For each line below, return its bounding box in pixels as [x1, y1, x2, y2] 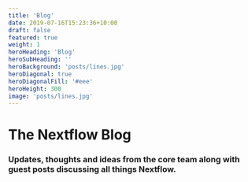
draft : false [8, 26, 51, 34]
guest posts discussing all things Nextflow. [8, 164, 177, 175]
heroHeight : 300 [8, 84, 61, 93]
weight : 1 [8, 41, 41, 49]
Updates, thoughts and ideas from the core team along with [8, 154, 240, 165]
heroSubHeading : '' [8, 56, 72, 64]
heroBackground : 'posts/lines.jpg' [8, 63, 125, 71]
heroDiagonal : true [8, 70, 72, 78]
